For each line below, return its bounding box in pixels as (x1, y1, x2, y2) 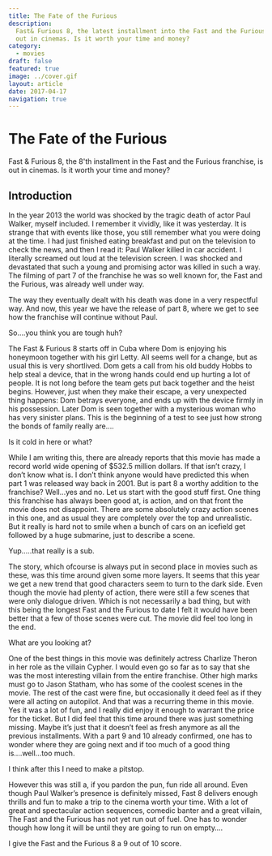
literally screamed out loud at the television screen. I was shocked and (8, 253, 243, 263)
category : (8, 42, 42, 50)
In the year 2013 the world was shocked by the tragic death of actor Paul (8, 210, 251, 220)
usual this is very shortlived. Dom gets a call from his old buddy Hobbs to (8, 361, 253, 370)
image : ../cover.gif (8, 72, 79, 80)
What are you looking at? (8, 638, 91, 647)
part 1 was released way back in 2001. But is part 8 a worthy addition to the (8, 479, 259, 488)
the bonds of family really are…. (8, 421, 115, 431)
